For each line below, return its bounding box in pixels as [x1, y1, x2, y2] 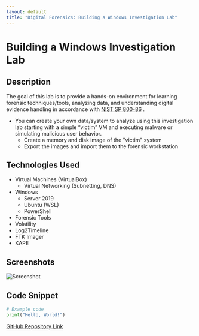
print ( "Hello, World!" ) [6, 311, 66, 318]
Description [6, 77, 51, 87]
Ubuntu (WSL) [23, 202, 59, 209]
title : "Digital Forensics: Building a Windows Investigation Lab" [6, 14, 178, 20]
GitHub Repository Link [6, 322, 63, 330]
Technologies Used [6, 160, 79, 170]
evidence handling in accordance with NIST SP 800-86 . [6, 106, 145, 113]
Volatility [14, 220, 36, 228]
